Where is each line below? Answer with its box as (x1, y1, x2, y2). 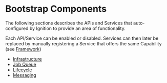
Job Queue (12, 61, 37, 67)
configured (5, 25, 29, 31)
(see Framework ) (5, 46, 41, 52)
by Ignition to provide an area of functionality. (29, 25, 126, 31)
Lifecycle (12, 67, 32, 73)
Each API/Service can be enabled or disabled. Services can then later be (5, 35, 159, 41)
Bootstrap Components (5, 3, 107, 15)
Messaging (12, 72, 37, 78)
